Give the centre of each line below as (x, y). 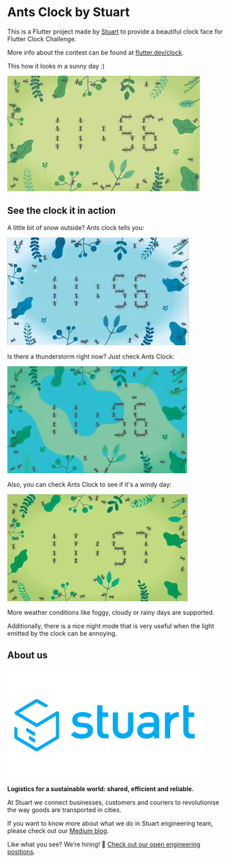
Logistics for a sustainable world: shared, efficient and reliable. (101, 789)
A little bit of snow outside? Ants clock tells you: (76, 227)
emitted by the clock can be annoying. (62, 633)
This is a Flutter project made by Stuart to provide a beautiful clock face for (115, 31)
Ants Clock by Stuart (69, 12)
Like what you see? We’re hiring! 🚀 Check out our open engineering (104, 844)
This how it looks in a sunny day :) (56, 66)
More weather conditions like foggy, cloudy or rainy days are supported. (111, 612)
